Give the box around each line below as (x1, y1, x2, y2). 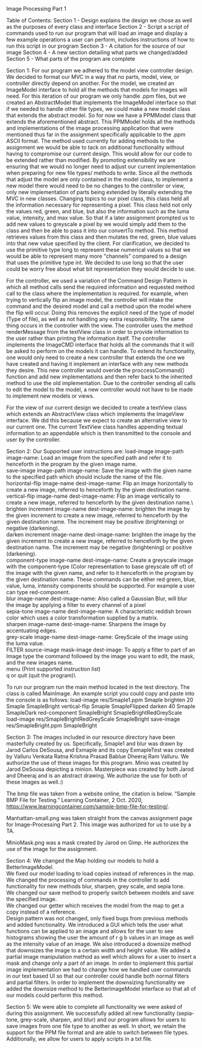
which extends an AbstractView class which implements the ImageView (6, 410, 184, 418)
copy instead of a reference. (6, 908, 77, 915)
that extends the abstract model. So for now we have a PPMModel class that (6, 111, 196, 119)
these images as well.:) (6, 779, 63, 785)
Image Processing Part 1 (6, 5, 66, 12)
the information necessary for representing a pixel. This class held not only (6, 201, 192, 209)
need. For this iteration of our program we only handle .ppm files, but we (6, 93, 186, 99)
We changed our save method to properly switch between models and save (6, 889, 194, 896)
